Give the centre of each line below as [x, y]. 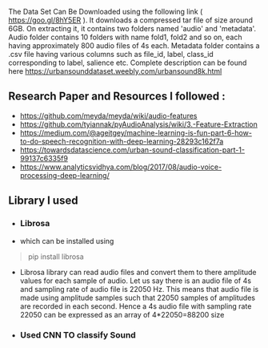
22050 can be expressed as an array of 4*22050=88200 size [122, 314]
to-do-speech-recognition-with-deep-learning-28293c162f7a [122, 141]
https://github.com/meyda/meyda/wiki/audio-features [108, 115]
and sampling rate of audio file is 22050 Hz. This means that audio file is [139, 289]
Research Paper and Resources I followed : [117, 97]
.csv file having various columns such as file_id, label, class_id [111, 54]
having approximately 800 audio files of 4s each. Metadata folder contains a [134, 46]
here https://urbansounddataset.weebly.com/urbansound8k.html [115, 71]
